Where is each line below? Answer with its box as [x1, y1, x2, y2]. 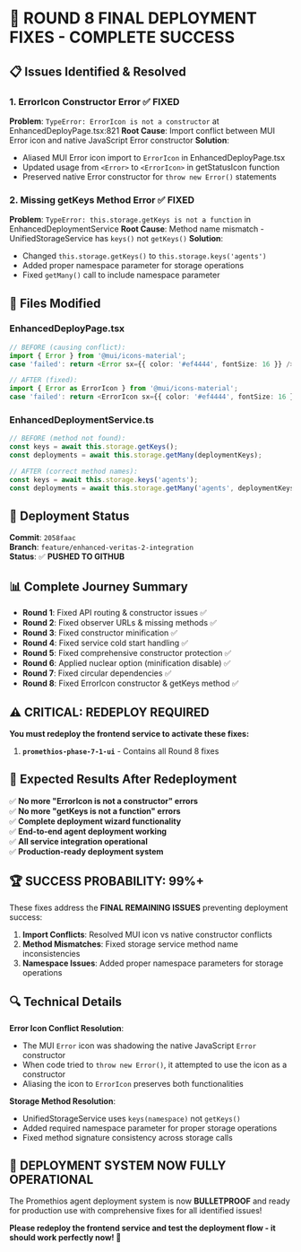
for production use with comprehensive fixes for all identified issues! [9, 1205, 262, 1216]
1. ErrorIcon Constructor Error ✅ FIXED [9, 95, 180, 108]
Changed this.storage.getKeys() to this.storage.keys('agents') [21, 250, 267, 261]
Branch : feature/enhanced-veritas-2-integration [9, 542, 194, 553]
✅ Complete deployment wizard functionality [9, 816, 182, 827]
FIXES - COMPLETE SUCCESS [9, 27, 236, 48]
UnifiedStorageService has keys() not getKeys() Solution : [9, 233, 224, 244]
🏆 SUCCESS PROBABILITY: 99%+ [9, 874, 204, 889]
